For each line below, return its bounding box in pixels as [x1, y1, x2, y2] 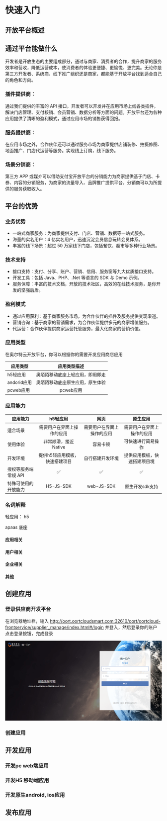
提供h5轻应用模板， [38, 452, 79, 458]
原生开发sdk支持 [124, 483, 159, 489]
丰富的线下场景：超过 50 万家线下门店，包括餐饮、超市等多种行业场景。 [12, 242, 160, 249]
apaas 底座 [5, 524, 28, 530]
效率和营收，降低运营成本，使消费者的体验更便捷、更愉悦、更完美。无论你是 [5, 65, 162, 71]
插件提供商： [5, 91, 36, 97]
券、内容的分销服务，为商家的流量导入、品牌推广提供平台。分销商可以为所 [5, 180, 158, 185]
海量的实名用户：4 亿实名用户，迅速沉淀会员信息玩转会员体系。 [12, 236, 143, 242]
